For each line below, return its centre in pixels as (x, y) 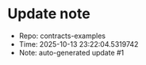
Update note (49, 14)
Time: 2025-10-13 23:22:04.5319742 (79, 44)
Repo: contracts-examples (62, 36)
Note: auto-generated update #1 (71, 52)
